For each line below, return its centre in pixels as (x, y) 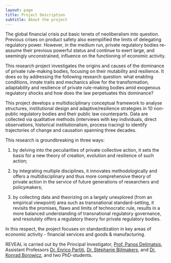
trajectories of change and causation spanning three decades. (71, 130)
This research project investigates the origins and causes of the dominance (85, 66)
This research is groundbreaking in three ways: (55, 140)
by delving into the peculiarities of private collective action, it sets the (86, 150)
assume (14, 50)
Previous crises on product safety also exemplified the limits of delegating (83, 39)
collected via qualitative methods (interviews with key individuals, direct (81, 119)
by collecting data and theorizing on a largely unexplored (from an (82, 197)
